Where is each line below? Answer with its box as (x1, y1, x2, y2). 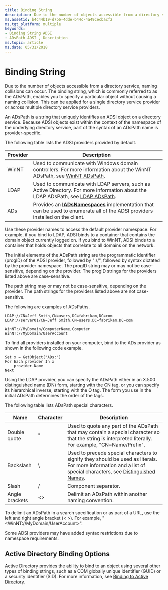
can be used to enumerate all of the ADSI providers (33, 207, 153, 214)
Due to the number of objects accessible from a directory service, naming (5, 83, 157, 89)
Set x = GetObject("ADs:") (5, 354, 61, 360)
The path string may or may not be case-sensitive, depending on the (5, 283, 146, 289)
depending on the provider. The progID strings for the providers (25, 268, 157, 274)
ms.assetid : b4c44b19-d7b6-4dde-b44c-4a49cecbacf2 (5, 17, 113, 22)
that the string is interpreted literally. (67, 435, 152, 442)
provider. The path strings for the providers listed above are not (5, 288, 136, 294)
